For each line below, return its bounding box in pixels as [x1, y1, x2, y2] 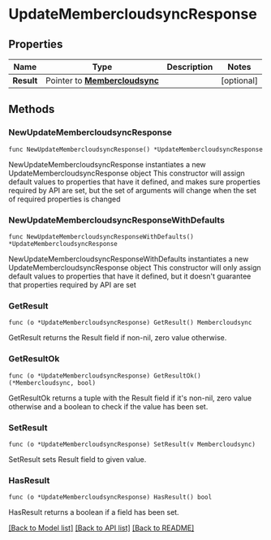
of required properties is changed [8, 194, 121, 204]
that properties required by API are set [8, 279, 136, 289]
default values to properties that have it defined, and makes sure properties [8, 176, 261, 187]
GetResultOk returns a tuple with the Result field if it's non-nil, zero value [8, 393, 252, 403]
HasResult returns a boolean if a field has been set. [8, 508, 180, 517]
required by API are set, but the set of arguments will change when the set [8, 185, 257, 195]
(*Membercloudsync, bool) [8, 378, 96, 387]
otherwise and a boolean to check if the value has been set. [8, 401, 209, 411]
